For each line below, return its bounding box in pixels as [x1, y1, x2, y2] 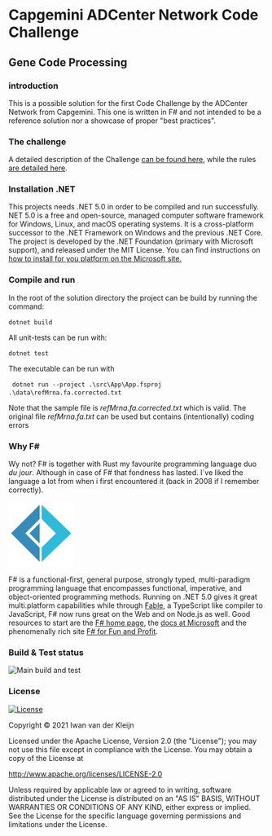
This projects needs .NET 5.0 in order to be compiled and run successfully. [8, 202, 259, 212]
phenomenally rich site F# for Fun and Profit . [8, 627, 159, 636]
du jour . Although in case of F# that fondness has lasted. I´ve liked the [8, 468, 243, 477]
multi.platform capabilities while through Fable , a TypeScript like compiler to [8, 601, 263, 610]
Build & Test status [8, 646, 84, 658]
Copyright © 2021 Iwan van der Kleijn [8, 719, 134, 730]
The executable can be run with [8, 363, 115, 373]
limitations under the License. [8, 819, 107, 829]
